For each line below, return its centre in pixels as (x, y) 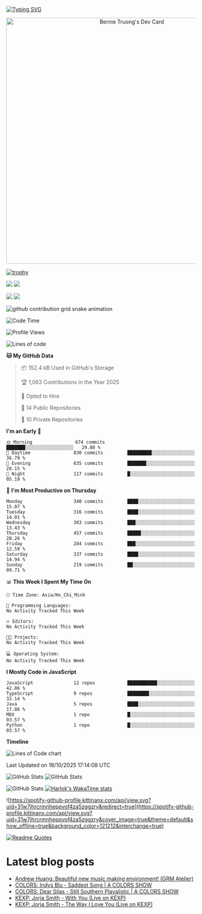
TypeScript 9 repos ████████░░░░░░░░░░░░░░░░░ (101, 694)
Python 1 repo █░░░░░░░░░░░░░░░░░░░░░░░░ (101, 725)
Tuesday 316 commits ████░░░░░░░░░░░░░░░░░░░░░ (101, 512)
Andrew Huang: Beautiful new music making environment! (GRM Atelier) (104, 878)
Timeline (17, 742)
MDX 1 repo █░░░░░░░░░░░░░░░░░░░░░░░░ (101, 715)
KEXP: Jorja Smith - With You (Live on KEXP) (70, 898)
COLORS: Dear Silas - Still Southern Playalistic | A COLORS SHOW (97, 891)
